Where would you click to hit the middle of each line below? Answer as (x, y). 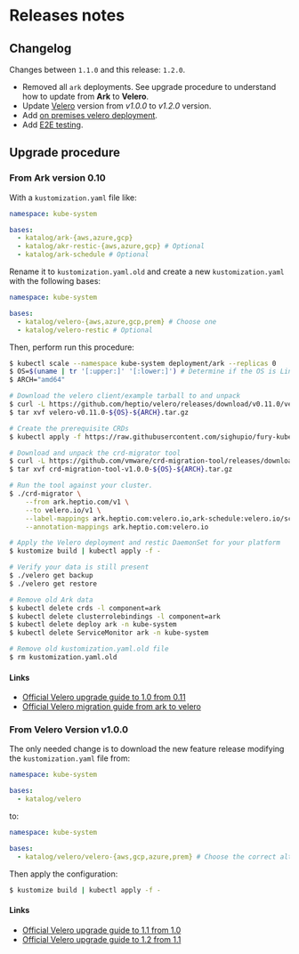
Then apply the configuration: (64, 874)
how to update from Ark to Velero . (85, 96)
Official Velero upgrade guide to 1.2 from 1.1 (101, 939)
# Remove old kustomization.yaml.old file (89, 649)
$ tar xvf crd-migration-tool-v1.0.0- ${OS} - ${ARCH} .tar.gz (121, 469)
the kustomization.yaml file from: (70, 758)
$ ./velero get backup (51, 576)
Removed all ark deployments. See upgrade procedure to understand (149, 87)
